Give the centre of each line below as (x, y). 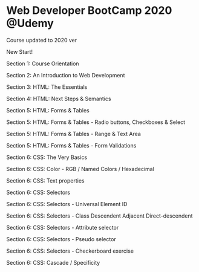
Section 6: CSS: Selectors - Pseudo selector (61, 239)
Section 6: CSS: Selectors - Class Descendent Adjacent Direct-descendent (99, 216)
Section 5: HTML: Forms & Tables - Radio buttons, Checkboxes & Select (96, 122)
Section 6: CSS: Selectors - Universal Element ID (67, 204)
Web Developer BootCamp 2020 (89, 11)
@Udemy (30, 23)
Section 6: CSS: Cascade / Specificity (53, 262)
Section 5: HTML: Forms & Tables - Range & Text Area (73, 134)
